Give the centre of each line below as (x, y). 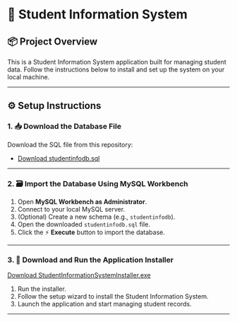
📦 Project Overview (52, 41)
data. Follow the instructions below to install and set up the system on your (116, 69)
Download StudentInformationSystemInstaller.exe (79, 275)
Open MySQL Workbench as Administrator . (82, 202)
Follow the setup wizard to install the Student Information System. (113, 297)
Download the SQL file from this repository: (70, 144)
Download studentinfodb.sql (59, 158)
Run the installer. (42, 289)
